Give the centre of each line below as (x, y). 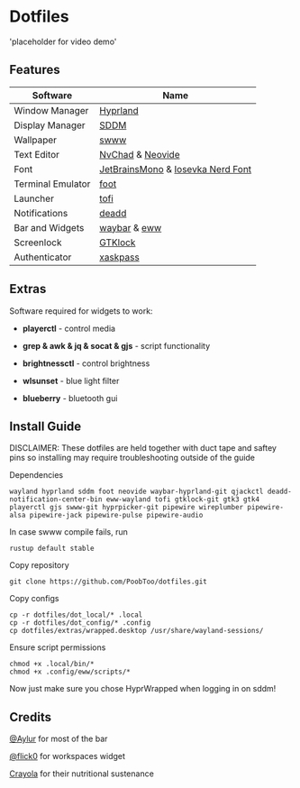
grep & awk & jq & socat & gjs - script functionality (116, 345)
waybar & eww (130, 227)
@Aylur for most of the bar (59, 739)
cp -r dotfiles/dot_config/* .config (80, 623)
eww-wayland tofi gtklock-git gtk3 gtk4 (182, 499)
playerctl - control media (68, 328)
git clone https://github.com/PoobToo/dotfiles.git (108, 582)
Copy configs (34, 599)
